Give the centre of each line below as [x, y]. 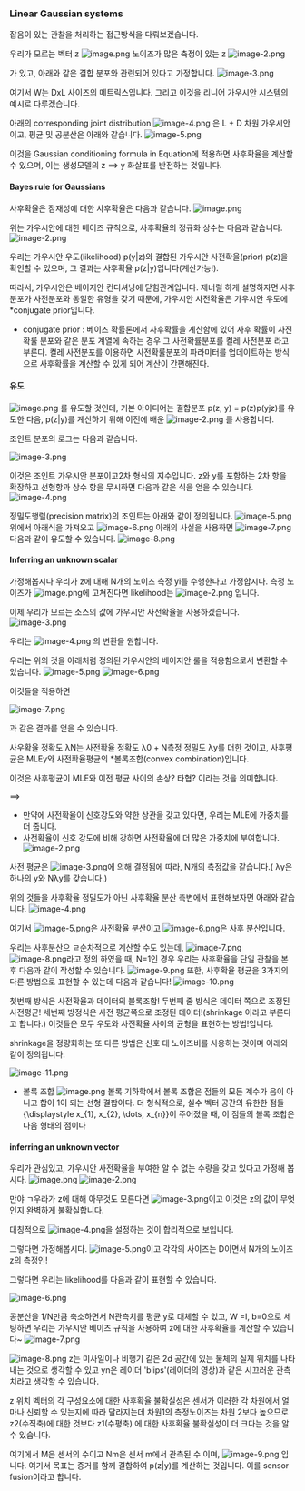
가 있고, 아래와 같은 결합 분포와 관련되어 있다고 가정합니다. [112, 73]
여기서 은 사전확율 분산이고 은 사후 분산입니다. [148, 928]
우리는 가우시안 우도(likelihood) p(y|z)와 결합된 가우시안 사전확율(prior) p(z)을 [149, 257]
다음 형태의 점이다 [54, 1125]
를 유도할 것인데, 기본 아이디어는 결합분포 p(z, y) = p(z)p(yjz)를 [173, 408]
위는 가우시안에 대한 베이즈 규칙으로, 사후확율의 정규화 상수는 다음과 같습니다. [146, 227]
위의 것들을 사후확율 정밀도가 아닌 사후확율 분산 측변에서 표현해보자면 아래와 [144, 897]
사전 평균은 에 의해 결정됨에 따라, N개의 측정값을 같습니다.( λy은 [151, 866]
